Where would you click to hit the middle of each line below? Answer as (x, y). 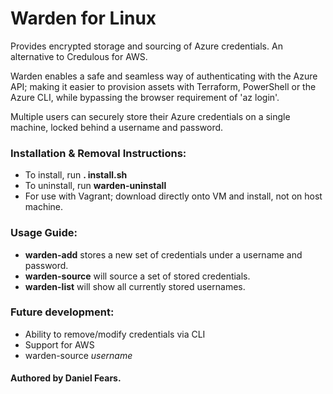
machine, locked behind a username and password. (117, 127)
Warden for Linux (83, 18)
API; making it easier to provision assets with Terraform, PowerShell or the (163, 86)
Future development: (62, 312)
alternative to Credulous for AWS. (79, 56)
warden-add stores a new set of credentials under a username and (163, 254)
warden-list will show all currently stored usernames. (135, 286)
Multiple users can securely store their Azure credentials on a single (150, 116)
